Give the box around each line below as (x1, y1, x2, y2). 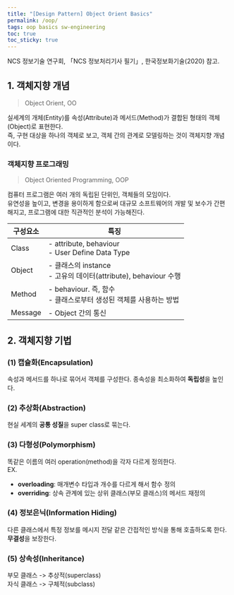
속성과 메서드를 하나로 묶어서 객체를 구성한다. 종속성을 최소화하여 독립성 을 (7, 375, 211, 383)
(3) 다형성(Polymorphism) (7, 440, 96, 449)
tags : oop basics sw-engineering (7, 23, 106, 30)
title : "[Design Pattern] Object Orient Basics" (7, 10, 153, 18)
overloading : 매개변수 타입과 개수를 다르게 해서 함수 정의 (17, 480, 176, 488)
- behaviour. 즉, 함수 (48, 284, 116, 294)
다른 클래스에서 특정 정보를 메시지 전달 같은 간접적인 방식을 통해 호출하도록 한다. (7, 525, 228, 534)
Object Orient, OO (24, 98, 78, 107)
